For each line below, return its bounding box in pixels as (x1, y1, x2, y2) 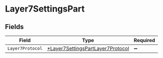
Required (133, 37, 155, 43)
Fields (5, 23, 24, 31)
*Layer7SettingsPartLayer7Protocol (47, 45, 130, 52)
